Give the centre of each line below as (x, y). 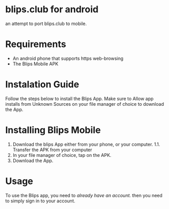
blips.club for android (52, 9)
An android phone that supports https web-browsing (68, 58)
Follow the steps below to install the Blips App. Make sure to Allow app (80, 99)
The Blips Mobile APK (35, 64)
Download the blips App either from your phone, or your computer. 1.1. (86, 144)
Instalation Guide (42, 85)
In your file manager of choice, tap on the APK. (62, 155)
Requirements (36, 44)
